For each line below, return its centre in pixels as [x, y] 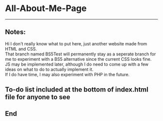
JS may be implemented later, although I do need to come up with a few [77, 64]
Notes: [15, 32]
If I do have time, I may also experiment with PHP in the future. [67, 74]
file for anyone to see [38, 97]
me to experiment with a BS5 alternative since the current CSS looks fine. [78, 59]
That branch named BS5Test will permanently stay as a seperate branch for [81, 54]
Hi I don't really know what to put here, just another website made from [76, 43]
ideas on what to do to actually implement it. [49, 69]
